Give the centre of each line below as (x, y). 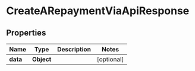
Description (74, 49)
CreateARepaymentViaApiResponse (98, 11)
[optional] (110, 59)
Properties (26, 33)
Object (42, 59)
